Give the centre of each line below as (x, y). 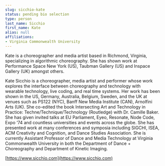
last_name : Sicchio (25, 23)
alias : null (17, 32)
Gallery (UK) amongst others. (35, 71)
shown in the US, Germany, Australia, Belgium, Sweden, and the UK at (76, 96)
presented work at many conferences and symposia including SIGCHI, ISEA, (82, 128)
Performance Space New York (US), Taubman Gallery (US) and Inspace (78, 66)
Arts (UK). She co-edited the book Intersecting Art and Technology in (75, 107)
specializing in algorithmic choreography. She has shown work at (71, 61)
